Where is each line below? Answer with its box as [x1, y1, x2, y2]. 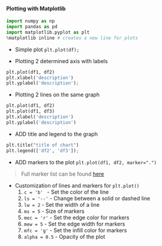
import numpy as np [6, 18, 55, 24]
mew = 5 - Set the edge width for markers [23, 220, 125, 227]
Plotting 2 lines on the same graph [14, 91, 100, 99]
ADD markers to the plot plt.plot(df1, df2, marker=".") [14, 158, 157, 165]
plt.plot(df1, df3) [6, 108, 55, 114]
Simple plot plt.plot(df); [14, 46, 80, 53]
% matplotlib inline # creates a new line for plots [6, 35, 138, 41]
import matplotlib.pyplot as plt [6, 29, 90, 35]
